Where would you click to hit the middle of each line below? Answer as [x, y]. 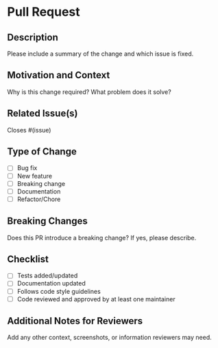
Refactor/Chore [39, 199]
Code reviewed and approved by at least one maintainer [96, 299]
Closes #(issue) [29, 130]
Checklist [28, 259]
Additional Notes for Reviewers [75, 321]
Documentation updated [51, 283]
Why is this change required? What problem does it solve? [89, 92]
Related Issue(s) [43, 114]
